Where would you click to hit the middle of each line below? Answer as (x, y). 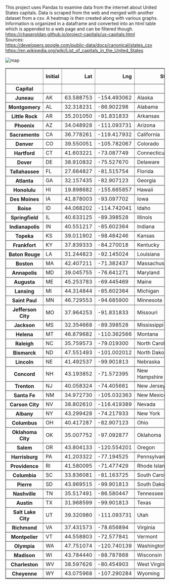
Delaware (148, 162)
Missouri (147, 313)
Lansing (24, 291)
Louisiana (148, 254)
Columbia (24, 475)
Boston (25, 264)
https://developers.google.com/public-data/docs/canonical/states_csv (79, 45)
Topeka (24, 236)
